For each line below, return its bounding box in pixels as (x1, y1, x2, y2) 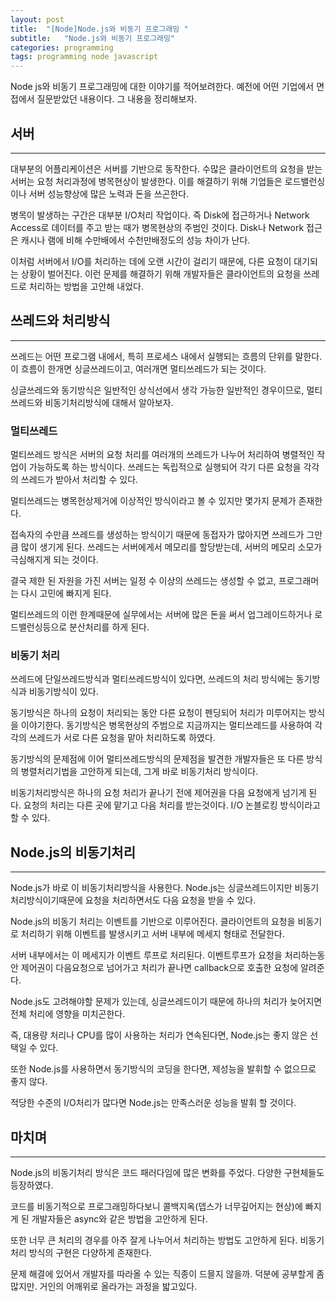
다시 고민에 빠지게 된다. (20, 587, 112, 600)
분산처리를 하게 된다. (69, 621, 150, 633)
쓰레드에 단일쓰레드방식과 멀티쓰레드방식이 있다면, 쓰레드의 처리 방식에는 (10, 673, 294, 685)
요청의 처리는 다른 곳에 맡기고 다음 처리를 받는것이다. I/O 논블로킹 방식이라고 (23, 799, 321, 811)
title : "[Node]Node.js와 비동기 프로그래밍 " (10, 24, 189, 34)
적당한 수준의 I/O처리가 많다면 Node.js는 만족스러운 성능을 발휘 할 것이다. (10, 1097, 297, 1109)
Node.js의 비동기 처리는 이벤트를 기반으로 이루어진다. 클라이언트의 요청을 (10, 916, 296, 928)
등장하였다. (10, 1179, 54, 1191)
